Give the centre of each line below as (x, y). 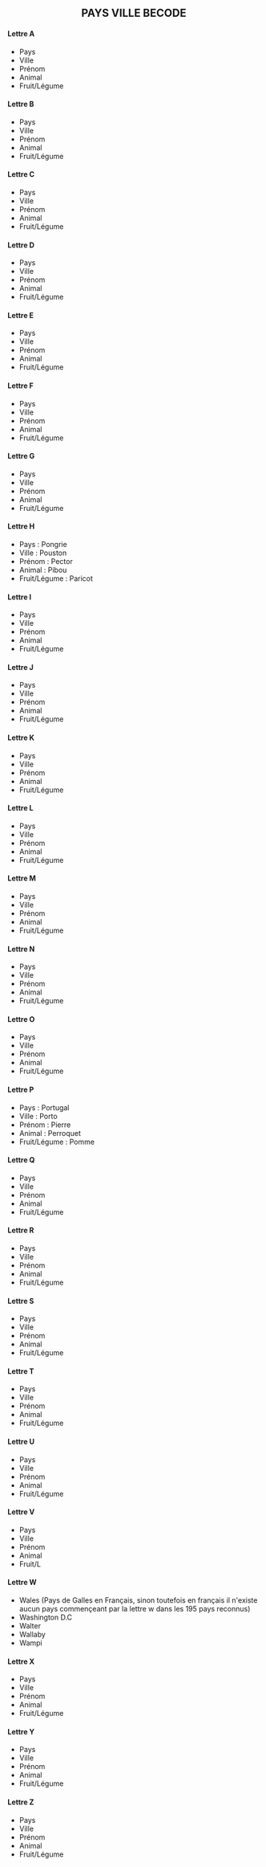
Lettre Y (21, 1731)
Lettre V (21, 1512)
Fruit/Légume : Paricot (56, 578)
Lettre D (21, 245)
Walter (30, 1626)
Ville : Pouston (43, 553)
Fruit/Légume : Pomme (57, 1142)
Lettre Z (21, 1802)
